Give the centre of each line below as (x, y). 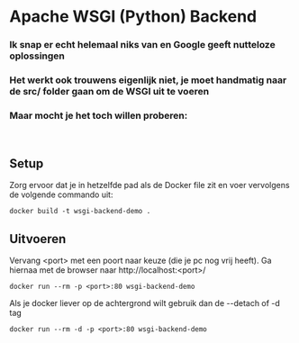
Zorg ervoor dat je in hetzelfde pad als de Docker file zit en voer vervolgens (149, 185)
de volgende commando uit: (61, 194)
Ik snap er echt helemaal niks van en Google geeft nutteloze (143, 45)
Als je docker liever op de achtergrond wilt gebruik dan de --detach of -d (145, 302)
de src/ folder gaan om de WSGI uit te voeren (109, 92)
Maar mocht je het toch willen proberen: (99, 115)
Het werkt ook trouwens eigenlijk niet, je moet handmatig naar (148, 80)
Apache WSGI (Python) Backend (133, 17)
